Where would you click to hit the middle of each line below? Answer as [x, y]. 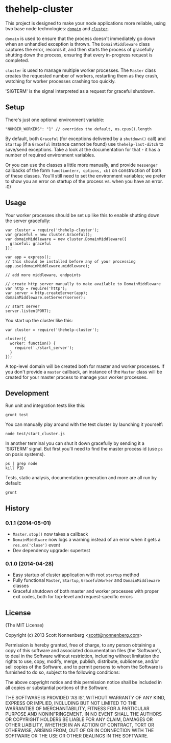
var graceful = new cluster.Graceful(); [49, 234]
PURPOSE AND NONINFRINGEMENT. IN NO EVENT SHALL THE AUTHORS [84, 714]
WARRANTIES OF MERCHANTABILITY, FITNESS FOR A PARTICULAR [77, 709]
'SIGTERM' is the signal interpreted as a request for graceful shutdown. [80, 91]
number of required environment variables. [50, 155]
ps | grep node [21, 464]
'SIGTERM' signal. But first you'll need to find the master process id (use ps [84, 449]
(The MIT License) [25, 625]
